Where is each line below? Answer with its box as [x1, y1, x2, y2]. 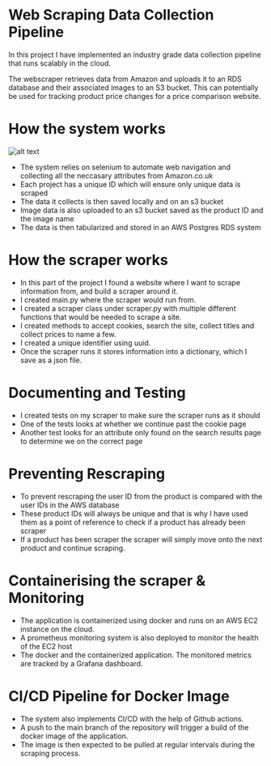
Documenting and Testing [8, 383, 186, 402]
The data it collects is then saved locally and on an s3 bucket [19, 196, 224, 206]
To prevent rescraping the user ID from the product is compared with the [19, 491, 263, 501]
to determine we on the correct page [19, 436, 143, 446]
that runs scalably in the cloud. [8, 58, 112, 68]
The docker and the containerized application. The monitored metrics [19, 650, 252, 660]
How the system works [8, 120, 166, 139]
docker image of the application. [19, 731, 129, 741]
